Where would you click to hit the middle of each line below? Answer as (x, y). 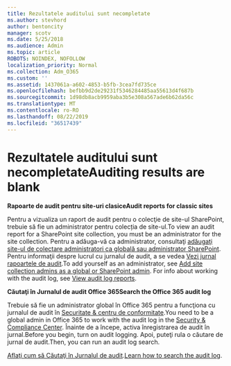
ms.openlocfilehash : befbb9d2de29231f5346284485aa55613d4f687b (101, 91)
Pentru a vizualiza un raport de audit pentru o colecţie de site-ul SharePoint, (115, 220)
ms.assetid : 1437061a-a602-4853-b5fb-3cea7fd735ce (82, 85)
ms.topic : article (34, 53)
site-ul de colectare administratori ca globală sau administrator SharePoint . (114, 249)
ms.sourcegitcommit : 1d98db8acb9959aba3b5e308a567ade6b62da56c (101, 98)
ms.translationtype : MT (42, 104)
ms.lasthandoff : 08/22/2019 (48, 116)
